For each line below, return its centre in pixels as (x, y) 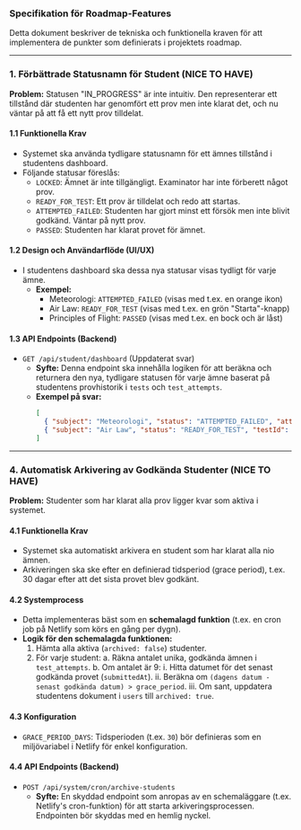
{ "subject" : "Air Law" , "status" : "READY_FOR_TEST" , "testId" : (166, 429)
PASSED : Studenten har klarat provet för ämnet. (120, 230)
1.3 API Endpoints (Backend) (63, 339)
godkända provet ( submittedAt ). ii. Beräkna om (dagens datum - (153, 677)
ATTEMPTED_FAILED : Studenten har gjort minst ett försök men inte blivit (163, 210)
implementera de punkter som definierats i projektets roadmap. (126, 42)
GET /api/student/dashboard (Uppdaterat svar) (108, 358)
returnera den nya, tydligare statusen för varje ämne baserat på (153, 378)
